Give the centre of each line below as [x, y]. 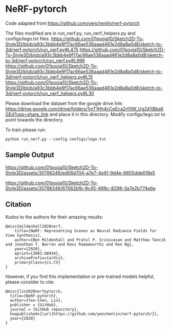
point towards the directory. [35, 119]
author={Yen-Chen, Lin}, [36, 300]
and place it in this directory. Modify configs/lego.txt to [107, 114]
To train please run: [26, 130]
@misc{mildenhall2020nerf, [34, 226]
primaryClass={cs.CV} [37, 262]
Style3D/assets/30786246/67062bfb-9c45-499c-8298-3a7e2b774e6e [81, 188]
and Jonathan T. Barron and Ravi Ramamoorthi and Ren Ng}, [70, 244]
